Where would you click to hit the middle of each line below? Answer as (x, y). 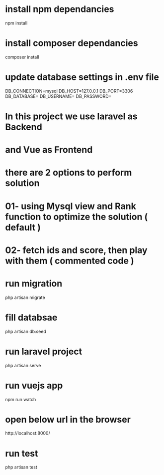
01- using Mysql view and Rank (71, 206)
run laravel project (44, 352)
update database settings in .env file (82, 77)
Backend (24, 127)
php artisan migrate (25, 297)
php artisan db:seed (26, 331)
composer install (22, 57)
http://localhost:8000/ (28, 433)
